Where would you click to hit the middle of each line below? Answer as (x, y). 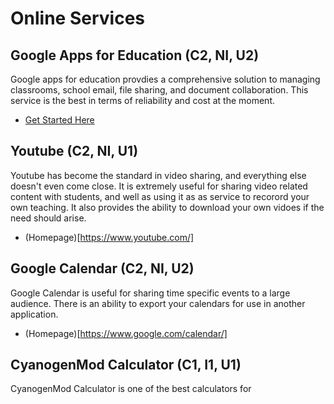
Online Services (77, 18)
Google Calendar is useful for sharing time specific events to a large (150, 293)
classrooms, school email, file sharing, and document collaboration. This (159, 90)
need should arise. (48, 218)
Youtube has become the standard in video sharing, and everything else (158, 175)
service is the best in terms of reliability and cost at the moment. (143, 100)
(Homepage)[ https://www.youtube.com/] (109, 237)
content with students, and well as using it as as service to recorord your (160, 196)
